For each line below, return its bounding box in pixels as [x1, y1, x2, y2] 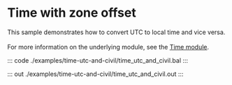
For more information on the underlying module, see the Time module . [7, 42, 210, 51]
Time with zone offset [7, 5, 136, 21]
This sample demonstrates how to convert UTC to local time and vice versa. [7, 28, 226, 36]
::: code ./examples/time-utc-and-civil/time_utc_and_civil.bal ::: [7, 56, 189, 64]
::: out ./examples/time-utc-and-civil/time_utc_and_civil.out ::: [7, 70, 184, 78]
